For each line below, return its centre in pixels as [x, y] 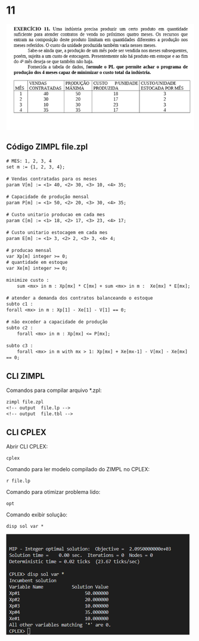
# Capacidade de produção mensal [48, 197]
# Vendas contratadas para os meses [52, 179]
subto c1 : [20, 304]
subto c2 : [20, 328]
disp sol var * [25, 527]
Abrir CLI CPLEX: [27, 447]
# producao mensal [29, 251]
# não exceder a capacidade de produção [57, 322]
